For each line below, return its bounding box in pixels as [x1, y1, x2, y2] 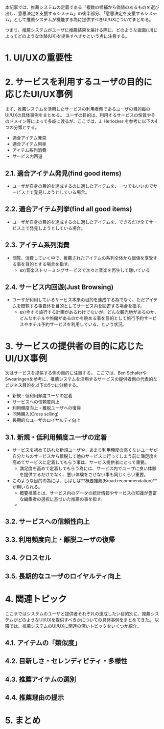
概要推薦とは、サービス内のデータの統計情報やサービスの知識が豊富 [19, 490, 157, 496]
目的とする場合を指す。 [25, 261, 72, 267]
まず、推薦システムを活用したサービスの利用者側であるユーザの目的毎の [5, 106, 151, 112]
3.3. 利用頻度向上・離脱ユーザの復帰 [5, 535, 115, 544]
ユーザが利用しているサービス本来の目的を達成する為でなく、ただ [12, 297, 145, 303]
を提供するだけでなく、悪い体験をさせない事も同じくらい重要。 [19, 471, 148, 478]
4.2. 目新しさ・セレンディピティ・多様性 [5, 657, 128, 665]
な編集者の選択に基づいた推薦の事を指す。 [19, 496, 105, 502]
